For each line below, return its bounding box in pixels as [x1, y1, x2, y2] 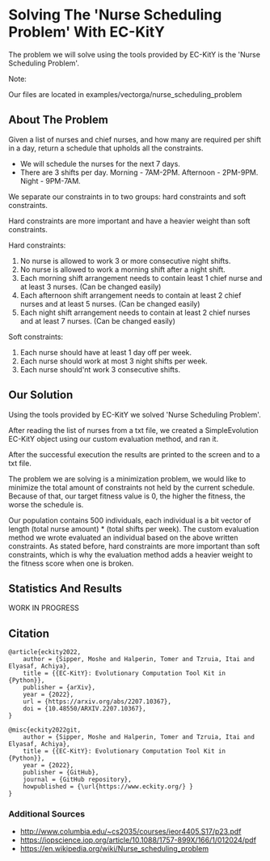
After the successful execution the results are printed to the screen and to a [8, 449, 260, 459]
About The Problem [8, 113, 109, 127]
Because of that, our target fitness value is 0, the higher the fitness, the [8, 491, 246, 501]
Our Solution [8, 388, 74, 402]
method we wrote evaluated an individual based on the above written [8, 532, 238, 542]
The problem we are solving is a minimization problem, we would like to [8, 473, 247, 483]
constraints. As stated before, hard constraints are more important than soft [8, 541, 260, 551]
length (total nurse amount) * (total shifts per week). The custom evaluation [8, 524, 259, 533]
